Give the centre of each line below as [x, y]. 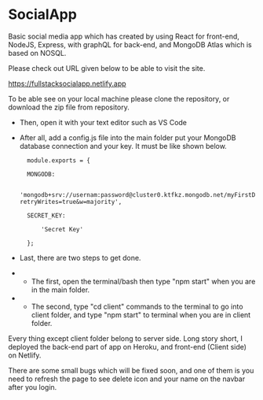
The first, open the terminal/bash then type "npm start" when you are [143, 281]
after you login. [33, 387]
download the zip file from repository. [69, 107]
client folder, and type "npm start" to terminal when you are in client [141, 315]
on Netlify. [25, 355]
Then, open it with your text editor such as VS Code [103, 122]
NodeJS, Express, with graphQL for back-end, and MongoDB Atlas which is [130, 44]
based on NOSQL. [37, 53]
